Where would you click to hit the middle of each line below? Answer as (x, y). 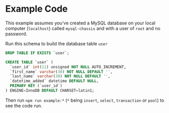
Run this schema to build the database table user (57, 43)
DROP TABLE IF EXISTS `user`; (37, 53)
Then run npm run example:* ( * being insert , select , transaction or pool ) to (85, 100)
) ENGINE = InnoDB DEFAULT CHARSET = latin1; (50, 91)
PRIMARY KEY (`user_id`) (36, 86)
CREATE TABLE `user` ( (29, 62)
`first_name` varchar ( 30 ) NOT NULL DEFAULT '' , (61, 72)
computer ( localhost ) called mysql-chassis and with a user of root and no (83, 28)
